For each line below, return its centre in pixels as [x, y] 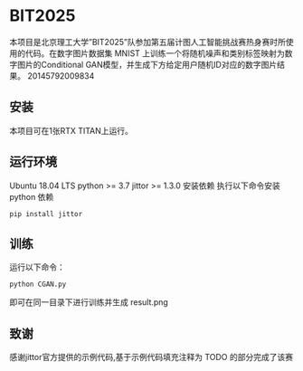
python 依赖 [32, 196]
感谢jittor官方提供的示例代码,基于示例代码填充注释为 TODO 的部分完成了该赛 [151, 357]
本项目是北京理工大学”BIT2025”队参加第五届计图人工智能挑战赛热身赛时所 [148, 42]
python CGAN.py [38, 285]
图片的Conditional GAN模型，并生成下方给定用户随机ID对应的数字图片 [147, 64]
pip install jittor [46, 214]
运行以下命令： [37, 267]
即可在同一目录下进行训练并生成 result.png [89, 302]
